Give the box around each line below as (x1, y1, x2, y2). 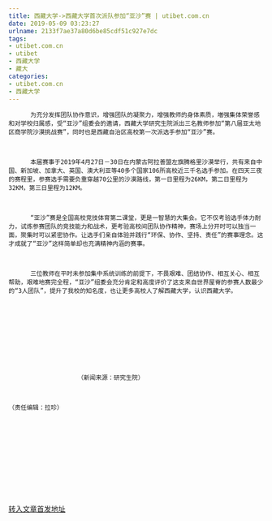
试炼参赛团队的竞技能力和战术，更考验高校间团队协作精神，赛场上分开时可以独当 (19, 222, 250, 231)
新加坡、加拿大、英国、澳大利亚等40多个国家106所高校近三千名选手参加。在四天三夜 (19, 167, 262, 175)
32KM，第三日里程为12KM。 (8, 184, 87, 192)
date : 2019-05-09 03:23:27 (8, 19, 100, 28)
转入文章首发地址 (8, 504, 66, 514)
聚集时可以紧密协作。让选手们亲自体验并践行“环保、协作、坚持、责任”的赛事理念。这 (19, 231, 264, 239)
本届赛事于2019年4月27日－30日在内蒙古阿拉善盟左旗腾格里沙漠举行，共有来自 (29, 158, 257, 166)
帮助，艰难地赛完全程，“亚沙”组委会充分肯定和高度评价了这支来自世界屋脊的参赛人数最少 (8, 278, 264, 286)
